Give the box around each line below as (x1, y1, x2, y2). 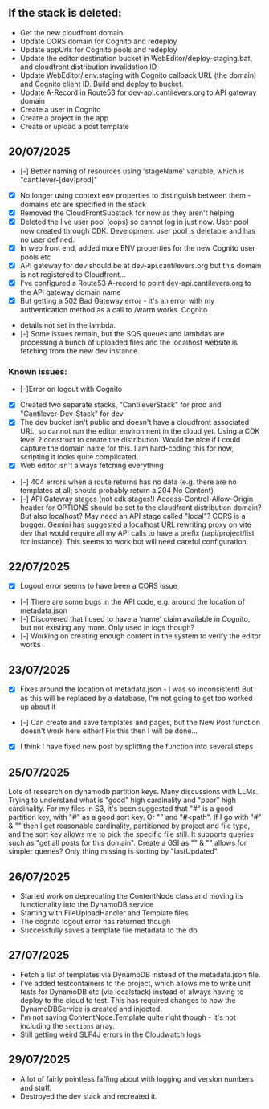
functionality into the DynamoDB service (19, 899, 154, 909)
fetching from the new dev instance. (19, 346, 141, 356)
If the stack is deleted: (8, 6, 122, 20)
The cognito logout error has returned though (19, 916, 171, 926)
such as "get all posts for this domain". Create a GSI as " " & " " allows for (8, 838, 247, 848)
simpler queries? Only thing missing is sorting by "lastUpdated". (8, 846, 219, 856)
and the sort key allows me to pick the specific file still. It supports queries (8, 830, 255, 839)
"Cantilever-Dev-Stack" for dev (19, 409, 124, 418)
